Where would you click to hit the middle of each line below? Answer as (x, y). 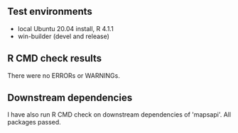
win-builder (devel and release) (64, 36)
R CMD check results (55, 58)
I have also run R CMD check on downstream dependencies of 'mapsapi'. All (119, 115)
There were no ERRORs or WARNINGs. (64, 75)
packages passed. (34, 122)
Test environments (50, 12)
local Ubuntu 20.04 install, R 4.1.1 (65, 28)
